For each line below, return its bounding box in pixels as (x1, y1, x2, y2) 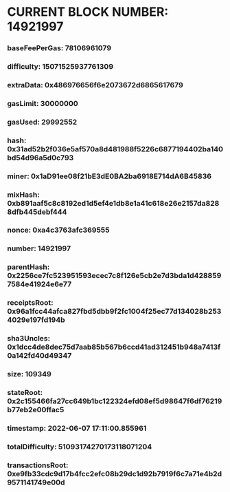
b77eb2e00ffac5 (7, 405, 65, 415)
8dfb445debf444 (7, 207, 67, 217)
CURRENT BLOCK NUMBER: (7, 4, 169, 20)
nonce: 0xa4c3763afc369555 (7, 225, 110, 235)
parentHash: (7, 262, 50, 272)
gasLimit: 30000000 (7, 98, 79, 108)
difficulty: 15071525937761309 (7, 62, 114, 72)
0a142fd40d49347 (7, 351, 72, 361)
